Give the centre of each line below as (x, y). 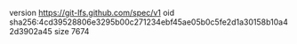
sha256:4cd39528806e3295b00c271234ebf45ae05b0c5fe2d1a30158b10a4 (149, 22)
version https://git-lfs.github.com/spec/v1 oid (92, 13)
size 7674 (72, 31)
